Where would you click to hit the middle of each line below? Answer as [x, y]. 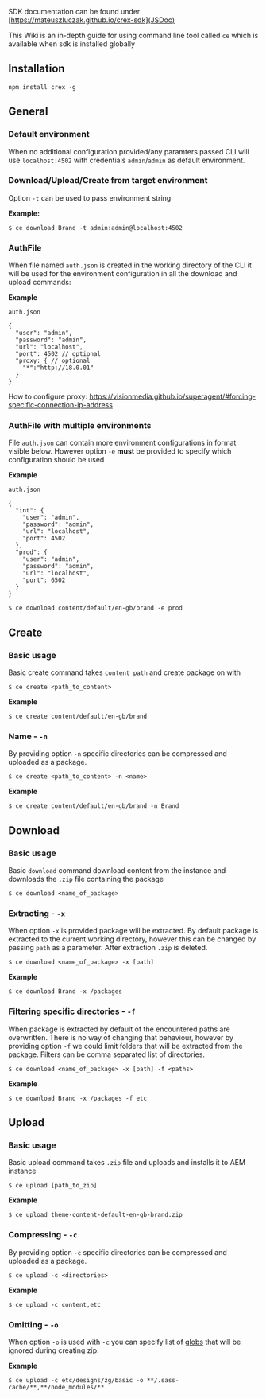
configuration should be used [56, 460]
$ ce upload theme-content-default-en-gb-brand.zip [95, 1215]
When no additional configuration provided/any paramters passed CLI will [129, 151]
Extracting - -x [37, 913]
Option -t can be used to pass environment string [90, 197]
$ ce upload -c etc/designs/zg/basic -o [76, 1380]
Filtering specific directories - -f [72, 1011]
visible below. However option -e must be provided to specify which [120, 451]
